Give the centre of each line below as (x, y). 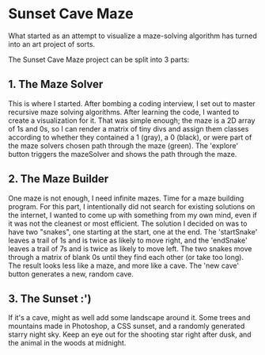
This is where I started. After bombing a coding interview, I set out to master (132, 103)
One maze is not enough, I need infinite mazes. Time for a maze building (126, 198)
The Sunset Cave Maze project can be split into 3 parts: (99, 59)
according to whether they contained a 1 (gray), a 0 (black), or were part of (130, 137)
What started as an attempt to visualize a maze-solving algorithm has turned (132, 36)
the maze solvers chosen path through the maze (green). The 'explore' (123, 145)
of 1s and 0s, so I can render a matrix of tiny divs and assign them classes (129, 128)
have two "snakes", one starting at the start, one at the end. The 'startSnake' (133, 231)
